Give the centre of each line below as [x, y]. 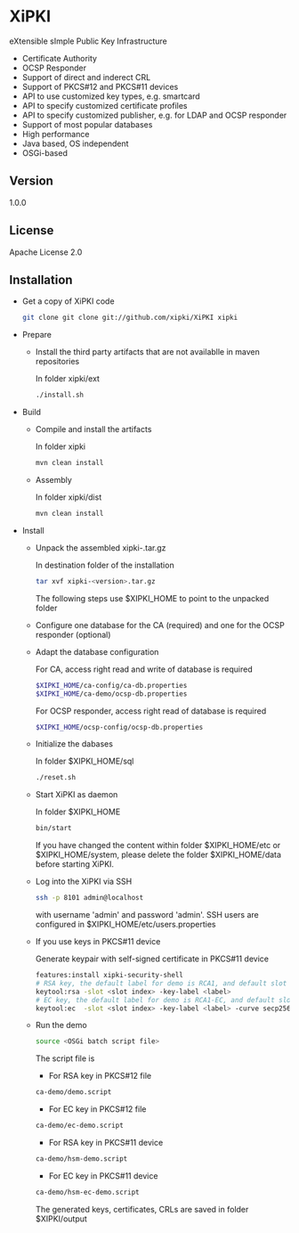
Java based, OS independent [75, 143]
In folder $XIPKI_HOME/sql [85, 761]
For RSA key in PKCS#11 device [106, 1143]
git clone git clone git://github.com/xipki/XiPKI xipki [130, 318]
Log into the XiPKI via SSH [84, 882]
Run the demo [61, 1025]
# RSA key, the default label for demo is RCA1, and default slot [161, 983]
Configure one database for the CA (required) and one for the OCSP [160, 625]
